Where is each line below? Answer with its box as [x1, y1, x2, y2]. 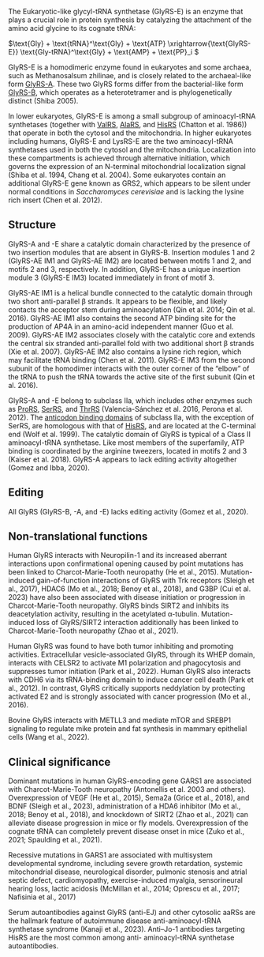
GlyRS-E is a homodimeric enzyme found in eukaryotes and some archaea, [8, 62, 252, 72]
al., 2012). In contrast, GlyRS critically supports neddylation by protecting [8, 684, 246, 693]
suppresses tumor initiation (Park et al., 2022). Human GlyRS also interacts [8, 667, 251, 676]
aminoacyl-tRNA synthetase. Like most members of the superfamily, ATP [8, 438, 245, 447]
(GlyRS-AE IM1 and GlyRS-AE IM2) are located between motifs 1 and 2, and [8, 256, 251, 266]
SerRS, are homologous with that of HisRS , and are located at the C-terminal [8, 420, 256, 430]
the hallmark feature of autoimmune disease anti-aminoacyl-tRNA [8, 916, 222, 925]
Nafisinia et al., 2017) [8, 892, 76, 902]
